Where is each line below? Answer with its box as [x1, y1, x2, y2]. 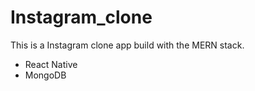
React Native [24, 58, 78, 70]
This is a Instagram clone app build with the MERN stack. [10, 39, 245, 51]
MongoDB [24, 69, 67, 81]
